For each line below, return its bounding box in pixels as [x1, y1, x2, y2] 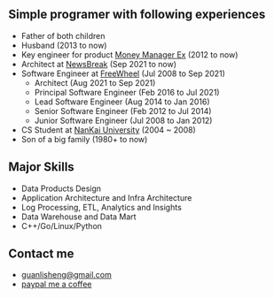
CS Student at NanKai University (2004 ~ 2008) [20, 124, 196, 135]
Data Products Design [20, 183, 102, 194]
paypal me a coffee [20, 279, 92, 290]
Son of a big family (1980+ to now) [20, 134, 148, 144]
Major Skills [8, 159, 74, 175]
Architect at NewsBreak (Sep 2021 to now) [20, 58, 177, 69]
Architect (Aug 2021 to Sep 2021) [34, 77, 156, 88]
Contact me [8, 247, 74, 262]
